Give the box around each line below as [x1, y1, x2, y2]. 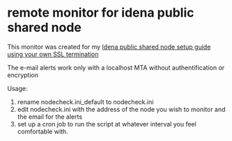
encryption [7, 71, 38, 79]
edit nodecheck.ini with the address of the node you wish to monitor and [17, 105, 226, 113]
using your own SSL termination [7, 50, 99, 58]
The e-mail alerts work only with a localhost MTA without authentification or [7, 63, 225, 72]
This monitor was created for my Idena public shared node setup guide [7, 42, 211, 51]
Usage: [7, 84, 28, 92]
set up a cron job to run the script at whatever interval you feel [17, 119, 196, 128]
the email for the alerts [17, 113, 82, 121]
